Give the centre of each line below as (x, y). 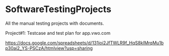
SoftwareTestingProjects (58, 9)
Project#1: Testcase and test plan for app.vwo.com (58, 33)
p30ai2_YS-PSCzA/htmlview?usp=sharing (49, 48)
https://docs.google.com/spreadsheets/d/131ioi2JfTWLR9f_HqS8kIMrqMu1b (84, 43)
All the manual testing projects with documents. (55, 23)
